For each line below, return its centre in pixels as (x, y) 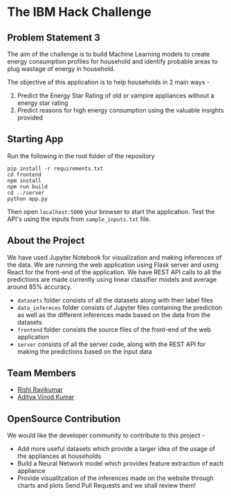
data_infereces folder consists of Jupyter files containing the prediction (120, 307)
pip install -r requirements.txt (55, 169)
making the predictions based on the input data (84, 351)
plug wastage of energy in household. (61, 69)
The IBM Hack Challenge (80, 12)
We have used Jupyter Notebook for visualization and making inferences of (115, 257)
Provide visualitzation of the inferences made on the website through (115, 478)
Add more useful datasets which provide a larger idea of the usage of (116, 449)
